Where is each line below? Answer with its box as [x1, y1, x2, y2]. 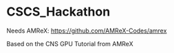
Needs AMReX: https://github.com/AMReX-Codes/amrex [6, 26, 167, 35]
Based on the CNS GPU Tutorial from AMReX [6, 39, 133, 48]
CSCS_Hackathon [6, 4, 111, 20]
